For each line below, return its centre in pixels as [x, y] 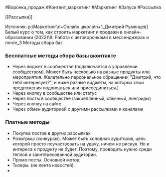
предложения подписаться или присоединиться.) [65, 88]
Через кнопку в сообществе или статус [55, 93]
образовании [19, 37]
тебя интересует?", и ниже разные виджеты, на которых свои [78, 83]
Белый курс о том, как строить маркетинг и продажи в [64, 32]
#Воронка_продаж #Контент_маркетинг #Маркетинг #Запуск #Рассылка [83, 7]
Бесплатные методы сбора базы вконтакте [61, 56]
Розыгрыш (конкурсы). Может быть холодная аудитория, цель [79, 138]
